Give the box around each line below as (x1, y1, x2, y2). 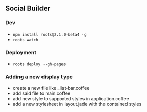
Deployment (5, 49, 37, 56)
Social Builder (5, 4, 51, 13)
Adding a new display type (5, 73, 73, 80)
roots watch (12, 37, 38, 42)
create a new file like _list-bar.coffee (12, 85, 90, 91)
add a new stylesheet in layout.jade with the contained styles (12, 101, 142, 107)
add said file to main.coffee (12, 90, 71, 96)
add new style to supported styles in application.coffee (12, 96, 129, 102)
